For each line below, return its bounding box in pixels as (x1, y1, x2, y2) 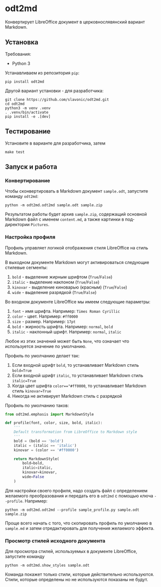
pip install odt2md (5, 79, 44, 84)
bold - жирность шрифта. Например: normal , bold (12, 324, 113, 329)
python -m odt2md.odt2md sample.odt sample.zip (5, 203, 103, 208)
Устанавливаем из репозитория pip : (5, 70, 80, 76)
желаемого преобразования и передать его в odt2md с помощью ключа (5, 493, 153, 499)
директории (5, 222, 30, 228)
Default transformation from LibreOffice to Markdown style (14, 430, 137, 435)
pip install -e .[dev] (5, 114, 51, 119)
